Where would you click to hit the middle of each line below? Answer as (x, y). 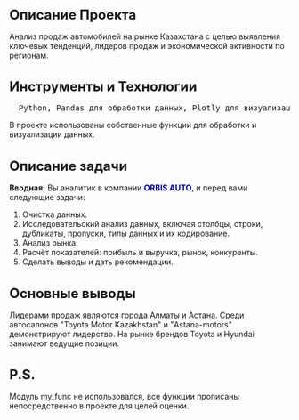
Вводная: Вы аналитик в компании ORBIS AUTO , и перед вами (129, 188)
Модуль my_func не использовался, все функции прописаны (125, 397)
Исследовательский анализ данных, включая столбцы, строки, (142, 224)
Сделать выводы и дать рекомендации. (97, 262)
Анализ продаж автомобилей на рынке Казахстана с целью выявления (145, 36)
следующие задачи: (47, 198)
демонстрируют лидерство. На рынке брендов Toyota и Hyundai (132, 334)
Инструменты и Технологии (103, 87)
